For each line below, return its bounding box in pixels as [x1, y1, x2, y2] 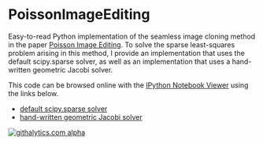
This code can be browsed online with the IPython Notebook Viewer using [8, 80, 249, 90]
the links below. [8, 88, 59, 98]
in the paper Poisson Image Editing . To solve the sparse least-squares [8, 39, 235, 49]
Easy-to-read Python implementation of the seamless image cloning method [8, 32, 256, 41]
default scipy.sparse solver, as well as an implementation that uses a [8, 57, 231, 66]
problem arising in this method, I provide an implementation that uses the [8, 48, 246, 58]
